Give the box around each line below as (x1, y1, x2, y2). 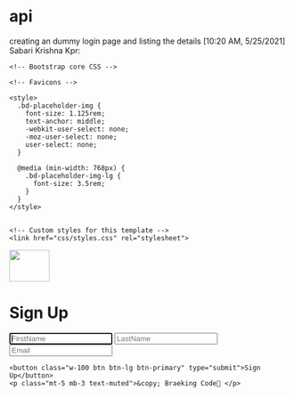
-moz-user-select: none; (25, 132, 118, 142)
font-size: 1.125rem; (25, 109, 105, 117)
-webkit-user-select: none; (25, 125, 129, 134)
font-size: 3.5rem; (32, 179, 105, 188)
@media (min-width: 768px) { (17, 163, 126, 173)
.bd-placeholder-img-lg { (25, 171, 122, 180)
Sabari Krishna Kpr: (9, 45, 81, 55)
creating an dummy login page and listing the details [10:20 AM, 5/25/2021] (9, 36, 286, 46)
